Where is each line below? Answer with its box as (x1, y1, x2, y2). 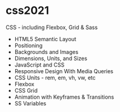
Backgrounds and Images (14, 48, 79, 55)
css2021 (5, 4, 50, 18)
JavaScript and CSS (14, 61, 65, 68)
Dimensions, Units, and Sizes (14, 54, 87, 62)
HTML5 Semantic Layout (14, 35, 76, 42)
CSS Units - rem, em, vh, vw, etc (14, 74, 96, 81)
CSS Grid (14, 87, 38, 94)
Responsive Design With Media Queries (14, 67, 113, 74)
